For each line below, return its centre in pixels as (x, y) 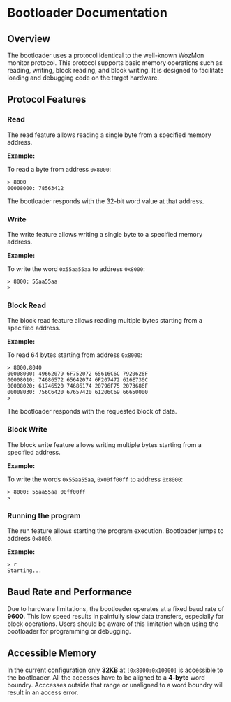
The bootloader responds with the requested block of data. (92, 411)
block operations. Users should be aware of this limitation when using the (113, 624)
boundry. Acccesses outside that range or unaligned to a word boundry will (115, 685)
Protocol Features (47, 100)
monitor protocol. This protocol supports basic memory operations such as (115, 63)
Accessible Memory (52, 653)
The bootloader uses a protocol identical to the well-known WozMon (106, 55)
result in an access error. (43, 692)
